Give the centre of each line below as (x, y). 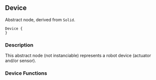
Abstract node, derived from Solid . (40, 19)
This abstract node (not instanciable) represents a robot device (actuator (78, 56)
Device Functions (26, 73)
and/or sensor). (21, 61)
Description (19, 45)
